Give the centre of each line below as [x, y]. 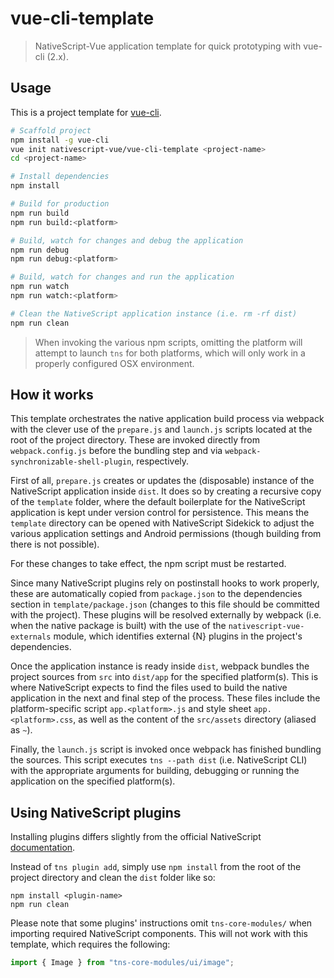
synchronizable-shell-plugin [71, 462]
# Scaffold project [51, 130]
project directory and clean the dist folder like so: [113, 878]
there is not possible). [55, 544]
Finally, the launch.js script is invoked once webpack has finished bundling [166, 749]
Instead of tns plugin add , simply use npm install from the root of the [156, 867]
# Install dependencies [60, 177]
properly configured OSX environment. [114, 363]
